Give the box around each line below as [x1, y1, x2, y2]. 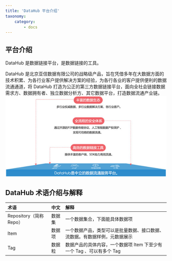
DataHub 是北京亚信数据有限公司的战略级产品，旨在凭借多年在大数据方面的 [5, 71, 164, 77]
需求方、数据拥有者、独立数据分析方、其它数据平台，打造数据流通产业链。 [5, 90, 162, 96]
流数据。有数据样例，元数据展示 [65, 233, 133, 240]
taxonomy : [5, 13, 27, 19]
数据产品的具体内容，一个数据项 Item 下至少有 [65, 242, 162, 248]
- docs [24, 25, 38, 30]
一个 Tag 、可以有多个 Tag [65, 248, 121, 254]
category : [14, 19, 36, 24]
